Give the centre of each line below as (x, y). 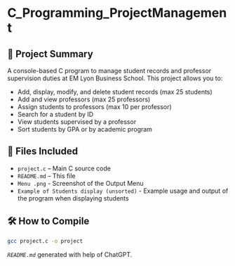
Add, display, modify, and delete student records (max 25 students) (115, 92)
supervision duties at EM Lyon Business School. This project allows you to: (115, 78)
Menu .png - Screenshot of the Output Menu (80, 183)
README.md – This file (46, 176)
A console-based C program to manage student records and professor (109, 71)
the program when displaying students (73, 198)
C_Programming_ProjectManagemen (117, 13)
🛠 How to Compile (48, 221)
